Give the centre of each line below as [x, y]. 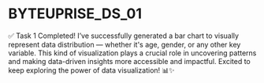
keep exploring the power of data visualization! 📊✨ [91, 70]
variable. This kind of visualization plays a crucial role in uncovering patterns [132, 53]
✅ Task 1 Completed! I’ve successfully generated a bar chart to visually [123, 36]
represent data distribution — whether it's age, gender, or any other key [125, 44]
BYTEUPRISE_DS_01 [75, 14]
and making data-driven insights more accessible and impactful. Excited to [129, 61]
